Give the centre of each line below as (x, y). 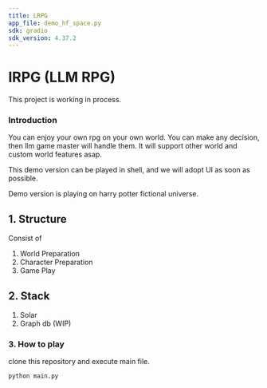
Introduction (33, 121)
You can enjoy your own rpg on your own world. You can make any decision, (134, 137)
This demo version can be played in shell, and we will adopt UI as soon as (130, 170)
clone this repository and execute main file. (79, 362)
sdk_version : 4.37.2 (43, 38)
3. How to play (37, 344)
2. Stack (29, 296)
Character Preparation (56, 262)
